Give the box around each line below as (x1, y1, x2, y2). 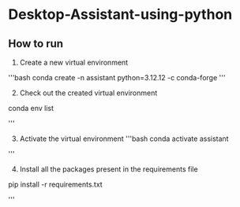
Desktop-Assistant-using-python (8, 6, 233, 24)
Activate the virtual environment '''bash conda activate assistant (19, 134, 229, 143)
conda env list (8, 104, 54, 113)
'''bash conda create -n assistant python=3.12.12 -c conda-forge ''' (8, 73, 226, 82)
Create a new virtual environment (19, 57, 129, 67)
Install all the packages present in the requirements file (19, 164, 199, 174)
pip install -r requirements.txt (8, 179, 103, 189)
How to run (8, 37, 64, 50)
